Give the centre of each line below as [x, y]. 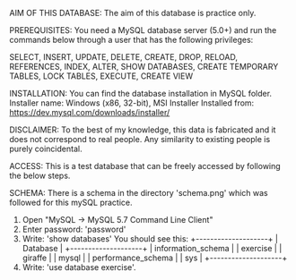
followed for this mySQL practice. [71, 202]
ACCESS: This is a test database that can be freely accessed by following [145, 166]
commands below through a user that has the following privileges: [131, 40]
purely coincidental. [46, 148]
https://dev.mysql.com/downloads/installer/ [90, 112]
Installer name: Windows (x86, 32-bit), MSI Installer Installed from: [132, 103]
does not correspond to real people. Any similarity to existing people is [140, 139]
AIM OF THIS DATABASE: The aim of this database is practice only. [133, 13]
